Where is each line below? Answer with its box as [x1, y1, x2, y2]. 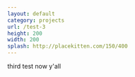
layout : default [7, 10, 55, 17]
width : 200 [7, 36, 40, 43]
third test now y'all [7, 62, 61, 70]
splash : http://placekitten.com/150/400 [7, 43, 129, 50]
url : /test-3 [7, 23, 46, 30]
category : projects [7, 17, 65, 24]
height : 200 [7, 29, 42, 37]
